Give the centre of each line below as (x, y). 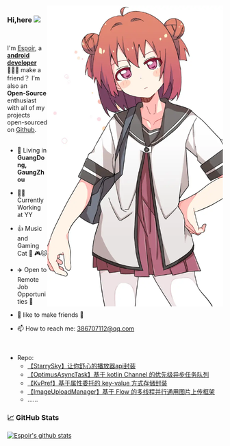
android (18, 56)
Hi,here (20, 20)
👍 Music (29, 229)
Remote (28, 280)
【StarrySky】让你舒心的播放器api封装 (81, 366)
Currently (30, 200)
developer (22, 63)
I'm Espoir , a (25, 48)
